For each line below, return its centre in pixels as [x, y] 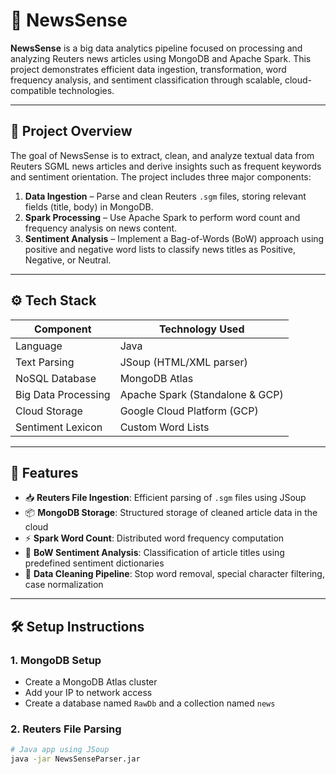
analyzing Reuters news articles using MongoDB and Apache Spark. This [161, 58]
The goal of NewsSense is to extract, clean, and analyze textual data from [162, 155]
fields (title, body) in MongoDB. [89, 206]
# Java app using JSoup [60, 750]
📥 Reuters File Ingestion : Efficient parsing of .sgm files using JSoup [165, 498]
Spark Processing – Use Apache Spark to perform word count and [162, 217]
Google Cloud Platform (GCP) [189, 411]
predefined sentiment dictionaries [94, 563]
